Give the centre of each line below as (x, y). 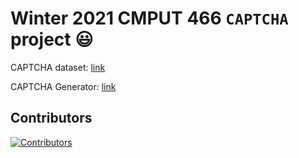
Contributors (51, 118)
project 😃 (52, 39)
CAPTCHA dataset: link (58, 67)
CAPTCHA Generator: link (63, 86)
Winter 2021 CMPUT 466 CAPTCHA (149, 18)
